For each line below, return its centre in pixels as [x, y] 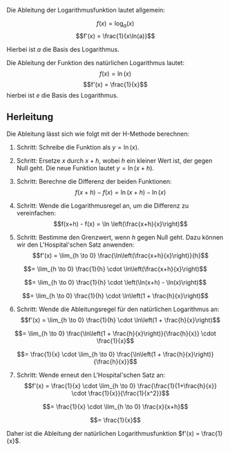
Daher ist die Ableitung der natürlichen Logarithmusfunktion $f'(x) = [103, 433]
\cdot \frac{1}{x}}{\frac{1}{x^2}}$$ [121, 393]
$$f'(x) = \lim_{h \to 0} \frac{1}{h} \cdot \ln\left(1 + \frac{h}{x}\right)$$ [121, 320]
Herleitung [30, 117]
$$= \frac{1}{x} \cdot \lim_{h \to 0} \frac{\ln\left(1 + [89, 354]
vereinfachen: [36, 213]
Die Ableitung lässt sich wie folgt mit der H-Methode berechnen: [98, 134]
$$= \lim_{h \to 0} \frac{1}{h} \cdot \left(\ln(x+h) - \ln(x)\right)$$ [115, 282]
